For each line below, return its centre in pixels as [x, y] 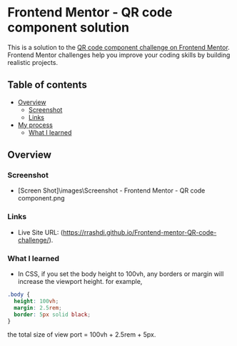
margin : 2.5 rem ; [38, 307]
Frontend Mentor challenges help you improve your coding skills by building [119, 55]
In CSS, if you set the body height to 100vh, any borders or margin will [121, 274]
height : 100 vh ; [36, 301]
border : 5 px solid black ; [52, 315]
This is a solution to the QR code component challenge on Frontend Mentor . [118, 47]
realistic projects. [33, 62]
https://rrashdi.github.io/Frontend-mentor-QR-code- [140, 232]
